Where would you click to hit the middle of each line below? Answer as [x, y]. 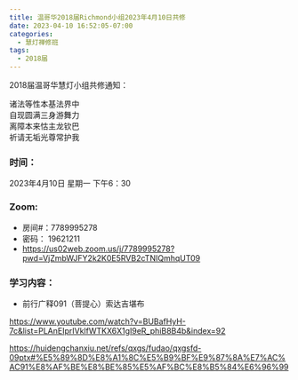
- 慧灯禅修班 [38, 42]
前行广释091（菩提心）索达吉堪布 [83, 304]
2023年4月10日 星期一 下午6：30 [70, 184]
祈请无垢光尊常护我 [44, 137]
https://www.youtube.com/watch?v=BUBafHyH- [98, 321]
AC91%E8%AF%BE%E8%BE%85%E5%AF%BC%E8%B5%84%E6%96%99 [149, 367]
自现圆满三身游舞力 [44, 115]
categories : [31, 34]
